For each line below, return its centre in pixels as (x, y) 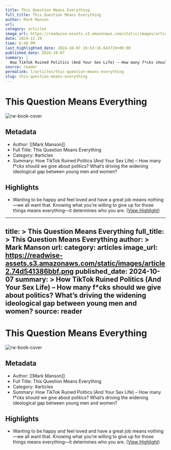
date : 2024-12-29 (24, 39)
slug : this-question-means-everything (46, 77)
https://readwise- (34, 255)
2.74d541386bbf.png (39, 271)
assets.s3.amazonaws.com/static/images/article (85, 263)
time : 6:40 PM (20, 43)
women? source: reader (44, 311)
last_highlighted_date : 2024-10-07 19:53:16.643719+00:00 (68, 48)
